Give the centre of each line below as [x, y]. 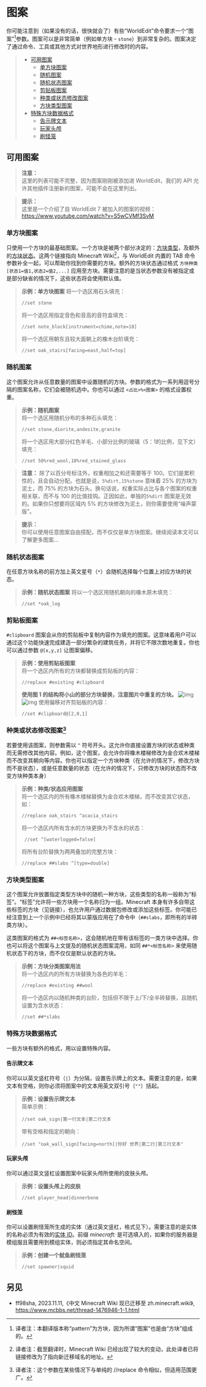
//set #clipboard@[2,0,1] [54, 714]
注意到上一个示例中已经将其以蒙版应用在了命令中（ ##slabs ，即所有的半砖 [105, 917]
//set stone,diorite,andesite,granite [71, 429]
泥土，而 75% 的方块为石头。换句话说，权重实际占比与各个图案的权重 [109, 488]
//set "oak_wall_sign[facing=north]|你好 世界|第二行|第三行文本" [102, 1144]
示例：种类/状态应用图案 [52, 789]
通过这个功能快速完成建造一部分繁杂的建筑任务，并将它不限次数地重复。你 [100, 643]
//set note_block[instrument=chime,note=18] [79, 327]
